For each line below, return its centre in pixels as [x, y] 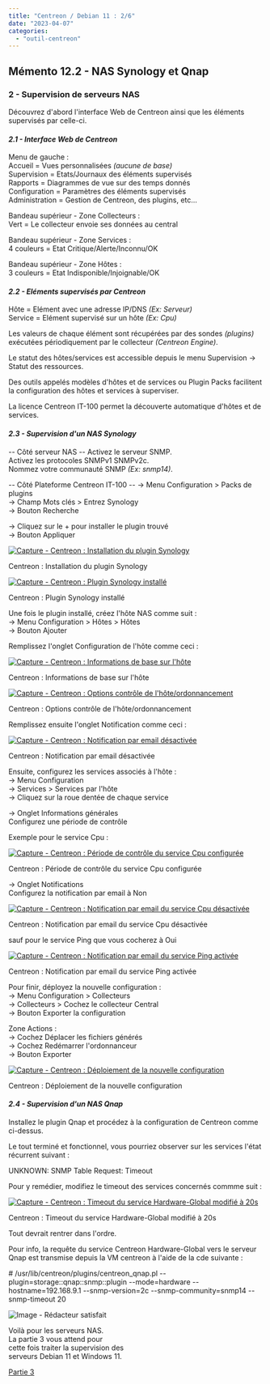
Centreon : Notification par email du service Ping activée [102, 971]
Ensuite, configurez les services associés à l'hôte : [93, 771]
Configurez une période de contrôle [68, 821]
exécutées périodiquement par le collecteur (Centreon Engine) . [113, 342]
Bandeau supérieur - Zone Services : [70, 240]
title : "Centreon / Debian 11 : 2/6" [72, 16]
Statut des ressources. [46, 367]
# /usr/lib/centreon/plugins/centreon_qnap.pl [83, 1273]
